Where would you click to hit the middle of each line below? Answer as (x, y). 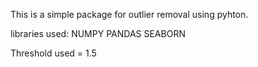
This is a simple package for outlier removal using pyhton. (129, 14)
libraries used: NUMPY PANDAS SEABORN (98, 33)
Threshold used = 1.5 (53, 53)
